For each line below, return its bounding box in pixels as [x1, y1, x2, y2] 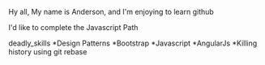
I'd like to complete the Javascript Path [8, 23, 139, 32]
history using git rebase [8, 47, 88, 56]
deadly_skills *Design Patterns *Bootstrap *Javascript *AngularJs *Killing [8, 38, 258, 48]
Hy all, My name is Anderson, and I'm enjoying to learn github [8, 7, 215, 16]
